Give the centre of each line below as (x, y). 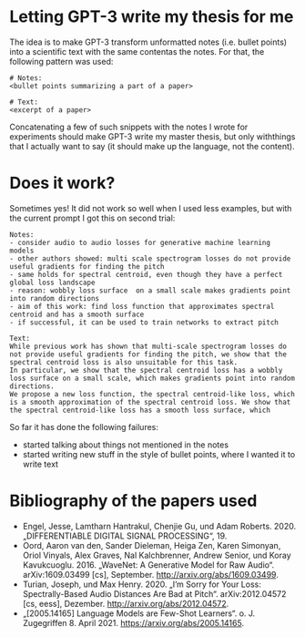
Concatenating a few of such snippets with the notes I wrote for (129, 127)
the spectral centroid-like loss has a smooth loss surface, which (140, 410)
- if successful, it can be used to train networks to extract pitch (144, 322)
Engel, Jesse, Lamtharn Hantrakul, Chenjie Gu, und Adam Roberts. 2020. (159, 526)
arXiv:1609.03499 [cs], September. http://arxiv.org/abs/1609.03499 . (151, 574)
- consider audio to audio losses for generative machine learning (140, 242)
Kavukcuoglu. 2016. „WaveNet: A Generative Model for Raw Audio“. (148, 565)
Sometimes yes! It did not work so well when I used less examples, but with (151, 208)
